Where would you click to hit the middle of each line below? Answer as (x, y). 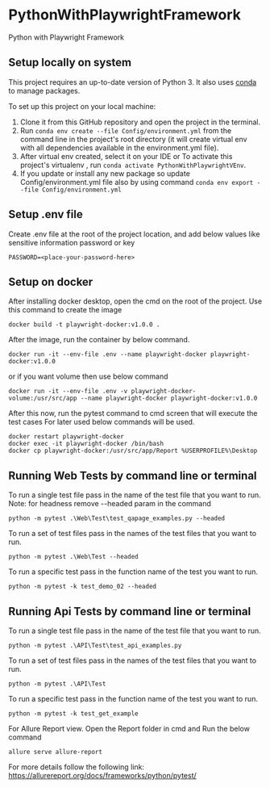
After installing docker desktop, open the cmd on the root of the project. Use (135, 301)
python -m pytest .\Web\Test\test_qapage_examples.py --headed (117, 518)
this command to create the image (65, 310)
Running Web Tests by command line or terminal (133, 475)
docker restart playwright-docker (66, 437)
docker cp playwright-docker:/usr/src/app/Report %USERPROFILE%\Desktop (133, 451)
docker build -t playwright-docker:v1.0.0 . (84, 325)
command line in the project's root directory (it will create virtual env (133, 139)
